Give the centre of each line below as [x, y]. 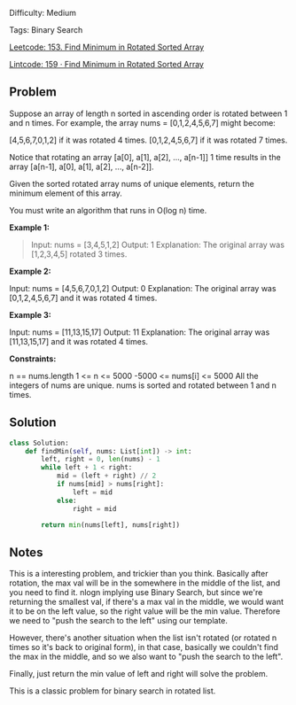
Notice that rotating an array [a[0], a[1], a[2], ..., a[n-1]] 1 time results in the [145, 157]
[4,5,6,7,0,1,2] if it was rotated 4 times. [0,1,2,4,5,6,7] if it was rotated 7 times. [148, 140]
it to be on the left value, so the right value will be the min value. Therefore [145, 611]
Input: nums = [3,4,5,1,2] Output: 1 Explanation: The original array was [158, 244]
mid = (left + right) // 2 [106, 476]
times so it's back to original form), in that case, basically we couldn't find [144, 647]
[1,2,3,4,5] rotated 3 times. [79, 254]
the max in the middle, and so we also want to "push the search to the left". [146, 657]
